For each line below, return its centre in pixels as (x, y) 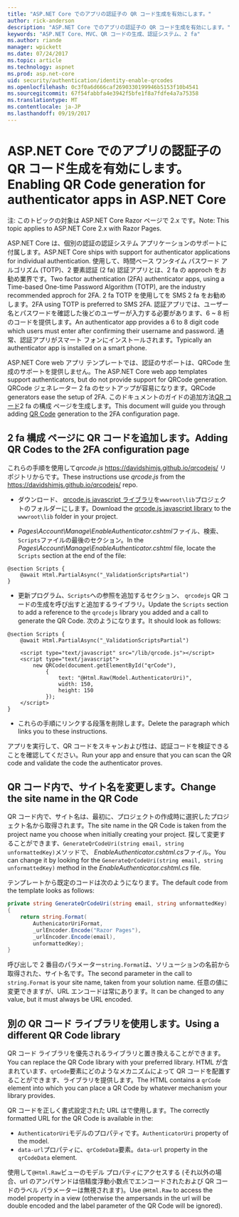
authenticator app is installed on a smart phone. (77, 347)
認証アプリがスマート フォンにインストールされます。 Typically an (116, 340)
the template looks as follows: (51, 891)
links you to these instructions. (63, 731)
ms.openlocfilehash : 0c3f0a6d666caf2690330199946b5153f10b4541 (103, 87)
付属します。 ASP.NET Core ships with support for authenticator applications (119, 252)
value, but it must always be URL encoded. (70, 999)
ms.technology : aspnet (41, 67)
